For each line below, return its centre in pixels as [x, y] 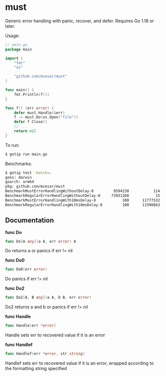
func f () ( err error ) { [30, 108]
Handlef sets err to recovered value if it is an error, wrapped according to [80, 363]
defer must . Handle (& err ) [40, 113]
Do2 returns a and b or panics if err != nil [46, 307]
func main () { [20, 90]
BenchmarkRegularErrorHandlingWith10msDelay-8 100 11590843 [83, 205]
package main [19, 49]
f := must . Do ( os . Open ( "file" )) [46, 117]
